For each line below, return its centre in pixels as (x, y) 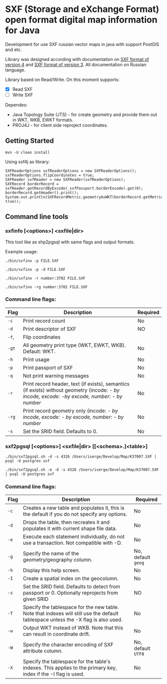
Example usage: (22, 251)
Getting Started (30, 141)
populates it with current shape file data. (70, 529)
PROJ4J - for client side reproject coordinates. (60, 125)
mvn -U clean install (28, 152)
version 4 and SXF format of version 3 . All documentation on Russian (76, 64)
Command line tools (37, 217)
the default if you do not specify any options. (75, 514)
